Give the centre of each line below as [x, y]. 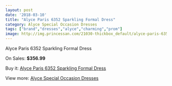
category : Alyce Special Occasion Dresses [51, 24]
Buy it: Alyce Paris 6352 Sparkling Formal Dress [56, 68]
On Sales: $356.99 [25, 58]
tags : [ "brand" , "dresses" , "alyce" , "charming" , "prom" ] [64, 29]
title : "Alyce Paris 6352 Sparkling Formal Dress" [60, 19]
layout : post [19, 10]
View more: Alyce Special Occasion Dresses [52, 78]
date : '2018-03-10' [26, 15]
